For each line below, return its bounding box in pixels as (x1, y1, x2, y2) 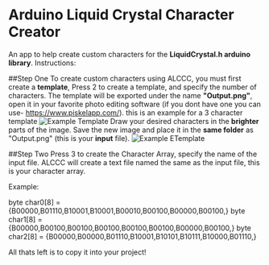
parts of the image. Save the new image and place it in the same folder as (8, 125, 254, 135)
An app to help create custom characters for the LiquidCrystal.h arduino (8, 49, 251, 59)
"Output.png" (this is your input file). (8, 133, 130, 143)
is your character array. (8, 166, 86, 176)
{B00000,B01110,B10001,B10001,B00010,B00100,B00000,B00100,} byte (8, 205, 246, 215)
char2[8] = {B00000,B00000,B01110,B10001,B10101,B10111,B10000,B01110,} (8, 231, 257, 241)
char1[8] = (8, 214, 43, 224)
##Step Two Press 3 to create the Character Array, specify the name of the (8, 149, 258, 159)
